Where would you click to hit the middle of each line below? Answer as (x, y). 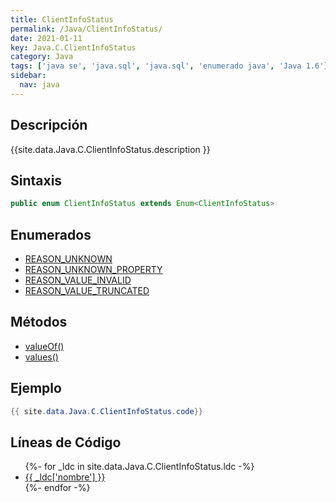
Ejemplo (36, 388)
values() (41, 357)
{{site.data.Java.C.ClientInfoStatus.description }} (110, 149)
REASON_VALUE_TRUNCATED (87, 291)
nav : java (39, 85)
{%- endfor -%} (57, 488)
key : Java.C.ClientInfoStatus (73, 47)
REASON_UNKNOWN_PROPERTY (93, 270)
